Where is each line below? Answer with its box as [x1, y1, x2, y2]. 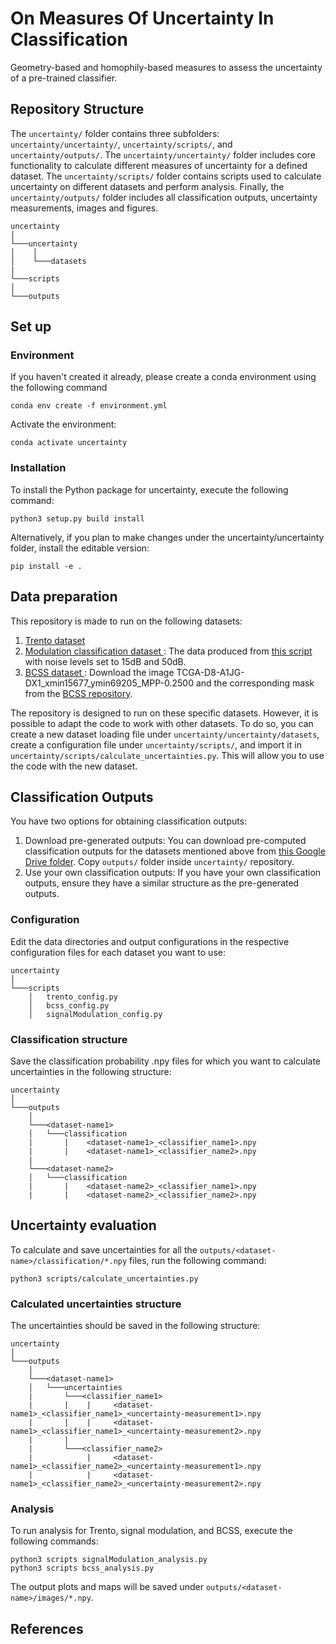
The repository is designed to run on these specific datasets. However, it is [10, 707, 319, 719]
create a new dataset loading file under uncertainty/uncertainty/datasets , [10, 728, 320, 740]
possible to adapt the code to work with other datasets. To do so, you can [10, 717, 314, 729]
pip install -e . [10, 561, 83, 571]
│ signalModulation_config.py [28, 1009, 163, 1019]
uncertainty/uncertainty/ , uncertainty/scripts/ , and [10, 138, 233, 150]
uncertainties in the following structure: [10, 1065, 172, 1077]
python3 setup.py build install [10, 513, 145, 524]
